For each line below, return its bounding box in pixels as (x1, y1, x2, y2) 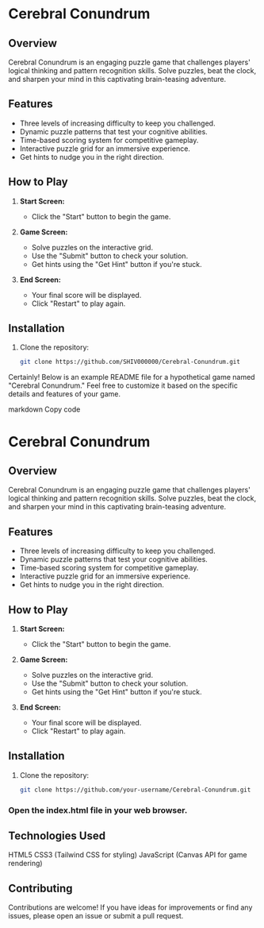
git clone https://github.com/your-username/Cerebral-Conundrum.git (19, 786, 251, 794)
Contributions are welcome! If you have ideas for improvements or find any (8, 903, 253, 912)
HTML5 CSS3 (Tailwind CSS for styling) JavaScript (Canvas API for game (8, 850, 247, 860)
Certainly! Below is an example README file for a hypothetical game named (8, 373, 255, 382)
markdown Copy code (8, 404, 81, 414)
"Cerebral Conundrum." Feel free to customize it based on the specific (8, 381, 238, 390)
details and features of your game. (8, 389, 121, 399)
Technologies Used (8, 829, 105, 842)
